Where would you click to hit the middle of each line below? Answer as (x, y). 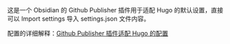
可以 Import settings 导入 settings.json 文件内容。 (79, 19)
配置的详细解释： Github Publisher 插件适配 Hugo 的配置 (88, 33)
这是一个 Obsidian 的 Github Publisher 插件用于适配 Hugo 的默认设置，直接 (115, 10)
